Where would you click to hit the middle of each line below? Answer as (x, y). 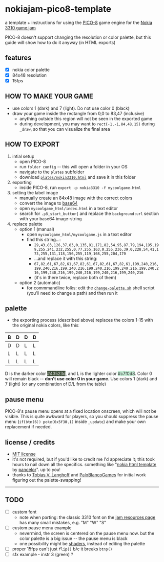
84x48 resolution (30, 75)
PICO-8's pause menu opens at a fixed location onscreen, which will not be (81, 411)
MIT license (24, 454)
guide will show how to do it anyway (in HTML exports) (60, 42)
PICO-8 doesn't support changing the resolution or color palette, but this (78, 37)
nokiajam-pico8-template (58, 9)
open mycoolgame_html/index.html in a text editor (69, 208)
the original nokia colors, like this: (46, 325)
